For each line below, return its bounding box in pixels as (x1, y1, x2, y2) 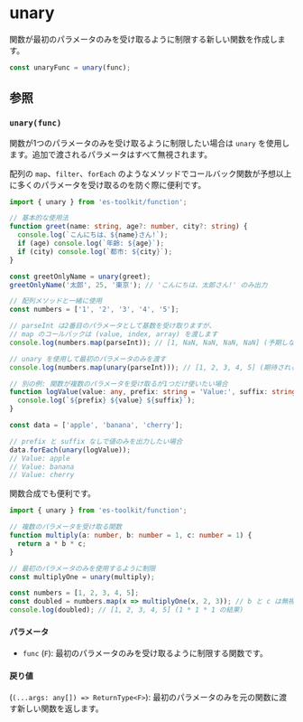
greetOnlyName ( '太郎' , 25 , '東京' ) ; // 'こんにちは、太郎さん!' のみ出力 (9, 280, 268, 289)
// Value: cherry (9, 471, 75, 480)
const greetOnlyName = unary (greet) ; (9, 272, 151, 281)
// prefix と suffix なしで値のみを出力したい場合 (9, 436, 183, 445)
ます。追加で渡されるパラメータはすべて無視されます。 (9, 148, 213, 160)
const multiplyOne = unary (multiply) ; (9, 572, 155, 581)
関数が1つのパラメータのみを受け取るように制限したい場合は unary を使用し (9, 137, 290, 148)
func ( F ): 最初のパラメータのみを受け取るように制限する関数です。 (22, 648, 268, 659)
